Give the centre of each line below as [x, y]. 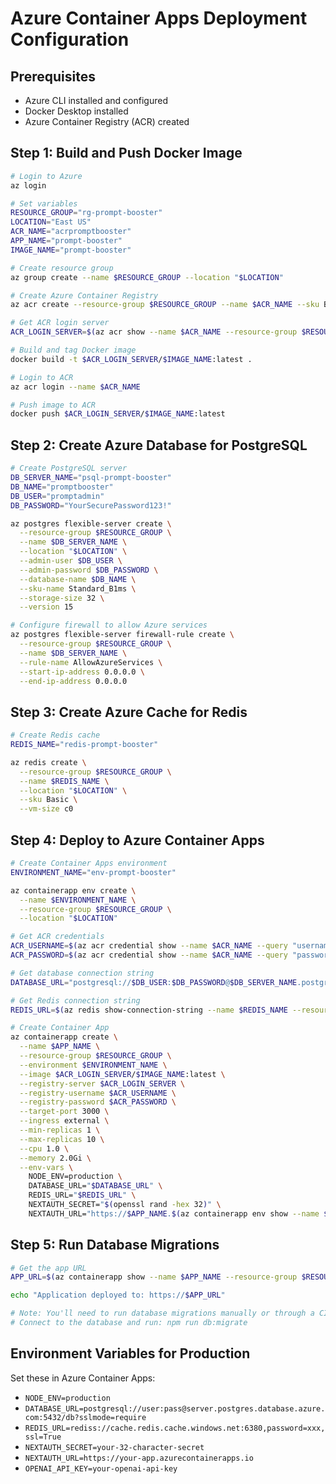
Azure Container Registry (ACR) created [107, 121]
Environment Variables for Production [130, 1353]
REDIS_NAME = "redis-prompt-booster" [84, 745]
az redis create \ [48, 762]
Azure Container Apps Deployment [159, 18]
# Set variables [44, 203]
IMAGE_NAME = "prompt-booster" [71, 250]
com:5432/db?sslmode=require [85, 1417]
